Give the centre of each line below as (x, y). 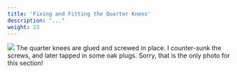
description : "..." (36, 21)
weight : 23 (23, 27)
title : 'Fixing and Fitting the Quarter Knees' (79, 14)
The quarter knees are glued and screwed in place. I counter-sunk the (119, 48)
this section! (25, 63)
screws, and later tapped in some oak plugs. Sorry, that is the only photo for (119, 56)
